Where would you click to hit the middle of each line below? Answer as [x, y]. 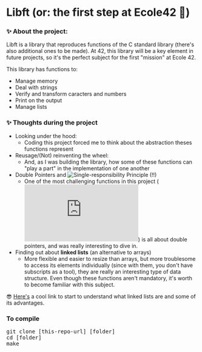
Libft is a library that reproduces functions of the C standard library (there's [100, 44]
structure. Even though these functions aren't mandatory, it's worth [108, 278]
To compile [23, 319]
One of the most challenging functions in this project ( [91, 181]
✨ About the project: [37, 32]
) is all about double [163, 239]
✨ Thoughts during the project [52, 123]
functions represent [49, 149]
